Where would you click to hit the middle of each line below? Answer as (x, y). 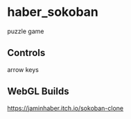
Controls (26, 53)
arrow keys (23, 69)
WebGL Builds (38, 92)
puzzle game (26, 31)
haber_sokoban (53, 12)
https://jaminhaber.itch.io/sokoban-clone (65, 108)
